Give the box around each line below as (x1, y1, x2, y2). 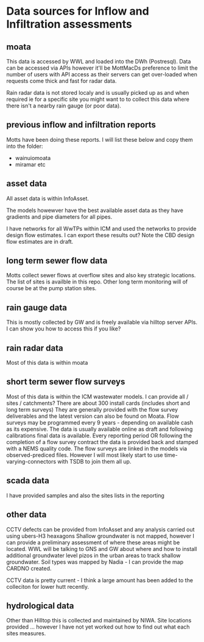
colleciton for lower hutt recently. (6, 583, 90, 590)
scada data (6, 475, 50, 486)
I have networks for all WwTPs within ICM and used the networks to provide (6, 225, 197, 232)
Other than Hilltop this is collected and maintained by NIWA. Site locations (6, 617, 192, 624)
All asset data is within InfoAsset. (6, 194, 90, 202)
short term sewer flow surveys (6, 377, 125, 387)
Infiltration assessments (6, 17, 132, 31)
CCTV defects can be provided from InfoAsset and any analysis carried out (6, 525, 195, 533)
